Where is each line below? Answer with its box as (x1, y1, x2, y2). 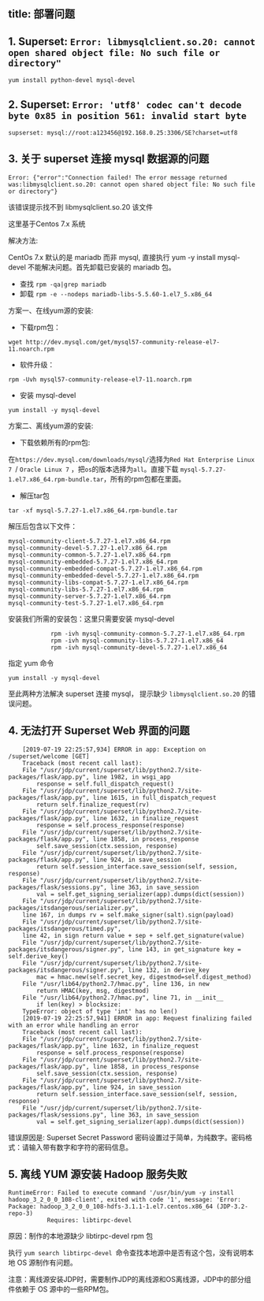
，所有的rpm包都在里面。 (103, 474, 186, 483)
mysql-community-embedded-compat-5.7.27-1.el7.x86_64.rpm (8, 564, 203, 573)
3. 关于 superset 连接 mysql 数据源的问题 (8, 152, 210, 165)
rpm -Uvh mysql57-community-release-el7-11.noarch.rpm (8, 375, 192, 384)
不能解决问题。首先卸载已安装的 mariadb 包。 (27, 262, 176, 272)
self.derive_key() (8, 952, 69, 960)
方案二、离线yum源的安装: (8, 421, 94, 430)
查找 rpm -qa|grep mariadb (19, 279, 106, 288)
